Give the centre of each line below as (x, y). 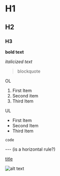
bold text (14, 52)
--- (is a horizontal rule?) (30, 149)
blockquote (29, 71)
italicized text (19, 61)
